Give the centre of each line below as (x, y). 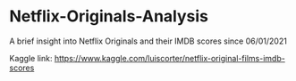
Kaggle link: (31, 58)
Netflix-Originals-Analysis (109, 16)
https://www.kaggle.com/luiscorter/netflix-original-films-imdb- (170, 58)
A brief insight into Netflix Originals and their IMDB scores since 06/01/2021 (148, 41)
